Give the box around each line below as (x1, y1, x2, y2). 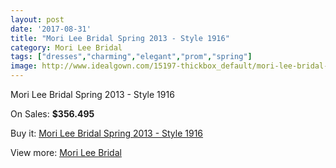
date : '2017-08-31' (10, 24, 92, 34)
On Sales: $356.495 (10, 108, 95, 120)
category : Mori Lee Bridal (10, 42, 123, 53)
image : (10, 61, 38, 71)
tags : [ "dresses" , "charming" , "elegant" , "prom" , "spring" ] (10, 52, 253, 62)
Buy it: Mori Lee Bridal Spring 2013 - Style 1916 (10, 127, 204, 139)
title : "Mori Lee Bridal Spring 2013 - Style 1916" (10, 33, 230, 43)
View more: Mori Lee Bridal (10, 147, 122, 158)
